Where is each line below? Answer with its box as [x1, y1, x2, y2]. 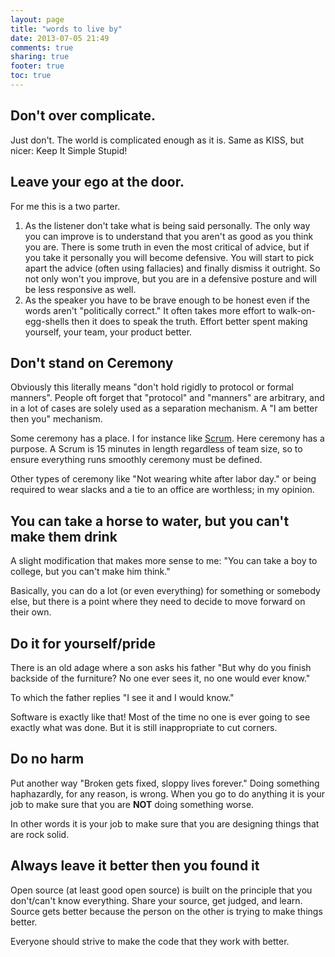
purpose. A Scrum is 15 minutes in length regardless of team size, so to [10, 443, 303, 455]
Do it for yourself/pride [10, 635, 156, 652]
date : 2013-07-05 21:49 [10, 33, 110, 43]
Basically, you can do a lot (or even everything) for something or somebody [10, 585, 321, 597]
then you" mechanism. [10, 413, 103, 425]
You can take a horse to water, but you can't [10, 512, 290, 530]
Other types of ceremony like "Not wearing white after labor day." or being [10, 473, 317, 485]
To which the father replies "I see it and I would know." [10, 691, 235, 703]
